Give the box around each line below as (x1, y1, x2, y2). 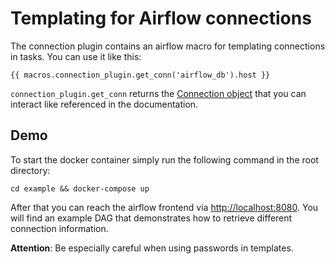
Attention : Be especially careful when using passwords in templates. (10, 242, 294, 254)
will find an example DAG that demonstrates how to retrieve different (10, 212, 293, 224)
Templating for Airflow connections (10, 7, 312, 30)
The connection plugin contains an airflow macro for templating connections (10, 40, 326, 52)
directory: (10, 164, 51, 176)
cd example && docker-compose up (10, 183, 150, 194)
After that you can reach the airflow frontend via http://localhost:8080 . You (10, 201, 319, 213)
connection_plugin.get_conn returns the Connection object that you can (10, 87, 307, 99)
